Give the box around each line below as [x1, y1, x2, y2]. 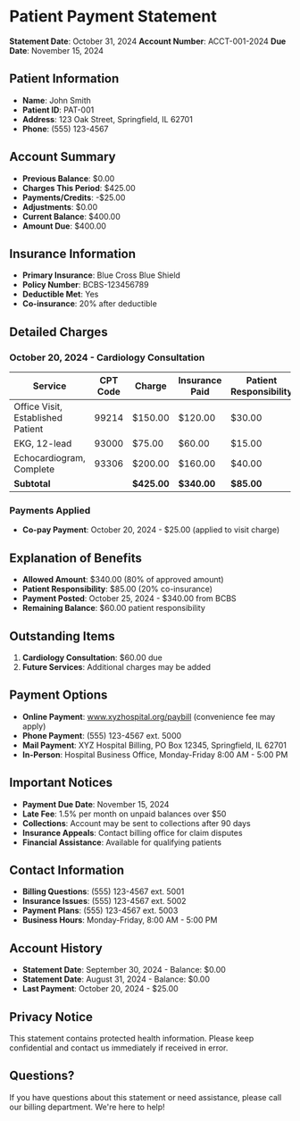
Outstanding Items [9, 628, 115, 644]
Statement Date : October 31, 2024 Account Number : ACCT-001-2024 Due [9, 36, 287, 46]
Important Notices [9, 775, 113, 791]
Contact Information [9, 863, 125, 877]
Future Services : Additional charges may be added [21, 661, 212, 672]
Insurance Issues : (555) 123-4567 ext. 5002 [21, 896, 187, 907]
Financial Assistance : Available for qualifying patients [21, 837, 221, 848]
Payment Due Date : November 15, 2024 [21, 799, 170, 809]
